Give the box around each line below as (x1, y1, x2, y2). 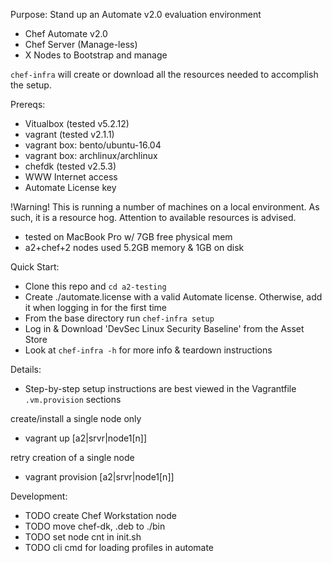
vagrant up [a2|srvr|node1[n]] (24, 432, 148, 444)
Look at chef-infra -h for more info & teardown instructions (24, 344, 273, 356)
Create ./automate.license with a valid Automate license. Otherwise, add (24, 291, 323, 303)
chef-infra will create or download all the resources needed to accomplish (10, 69, 319, 80)
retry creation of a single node (10, 452, 135, 463)
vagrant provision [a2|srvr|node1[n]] (24, 471, 175, 483)
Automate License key (24, 182, 117, 193)
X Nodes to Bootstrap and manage (24, 49, 168, 61)
